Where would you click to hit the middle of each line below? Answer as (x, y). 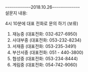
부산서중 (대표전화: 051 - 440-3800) (48, 52)
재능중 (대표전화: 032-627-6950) (45, 34)
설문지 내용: (16, 13)
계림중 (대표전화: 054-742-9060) (45, 65)
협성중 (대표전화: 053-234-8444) (45, 58)
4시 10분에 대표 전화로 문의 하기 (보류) (42, 23)
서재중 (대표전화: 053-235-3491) (44, 46)
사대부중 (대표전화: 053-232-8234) (47, 40)
